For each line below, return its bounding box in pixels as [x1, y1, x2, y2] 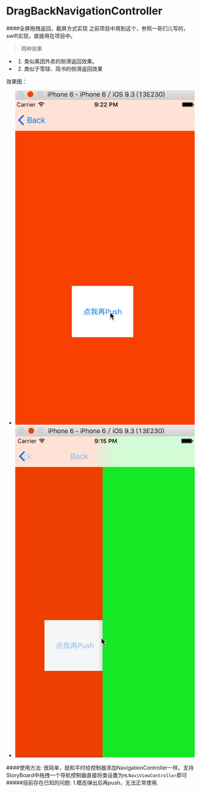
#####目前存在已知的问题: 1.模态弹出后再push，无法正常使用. [6, 779, 159, 786]
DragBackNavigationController [6, 4, 163, 18]
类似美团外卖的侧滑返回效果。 [23, 57, 98, 65]
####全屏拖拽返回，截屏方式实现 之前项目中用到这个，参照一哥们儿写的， [6, 25, 189, 32]
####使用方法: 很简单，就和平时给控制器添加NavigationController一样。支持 [6, 764, 194, 771]
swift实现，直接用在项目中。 [6, 32, 76, 40]
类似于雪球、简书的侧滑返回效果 [23, 65, 103, 72]
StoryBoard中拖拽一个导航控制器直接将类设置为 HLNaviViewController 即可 [6, 771, 187, 779]
